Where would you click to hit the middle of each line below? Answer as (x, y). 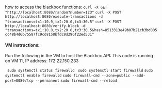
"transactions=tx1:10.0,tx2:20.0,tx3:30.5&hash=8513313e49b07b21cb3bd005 (81, 30)
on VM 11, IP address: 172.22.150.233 (42, 61)
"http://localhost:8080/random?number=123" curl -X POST (63, 13)
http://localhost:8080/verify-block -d (45, 26)
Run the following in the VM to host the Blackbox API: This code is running (79, 56)
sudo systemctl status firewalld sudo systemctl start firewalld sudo (80, 71)
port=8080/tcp (19, 81)
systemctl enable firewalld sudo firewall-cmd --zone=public (67, 76)
